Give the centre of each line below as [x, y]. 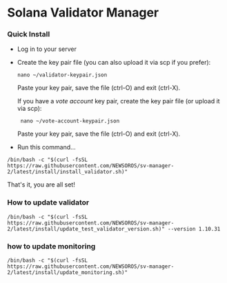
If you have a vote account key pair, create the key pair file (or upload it [118, 101]
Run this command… [46, 147]
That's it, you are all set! [41, 185]
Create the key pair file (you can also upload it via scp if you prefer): [114, 63]
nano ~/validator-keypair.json [62, 75]
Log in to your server [47, 49]
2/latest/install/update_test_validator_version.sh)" [86, 229]
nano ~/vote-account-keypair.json [70, 121]
